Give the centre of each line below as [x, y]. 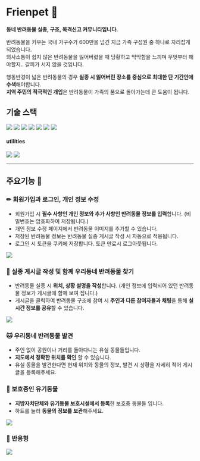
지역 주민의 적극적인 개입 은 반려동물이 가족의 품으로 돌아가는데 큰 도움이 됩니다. [98, 92]
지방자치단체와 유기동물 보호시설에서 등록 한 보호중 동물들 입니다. [89, 403]
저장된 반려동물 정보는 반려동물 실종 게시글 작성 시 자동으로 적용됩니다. [96, 236]
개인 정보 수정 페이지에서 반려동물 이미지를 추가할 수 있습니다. [86, 228]
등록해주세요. [41, 372]
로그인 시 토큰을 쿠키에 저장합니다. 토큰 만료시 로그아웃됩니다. [86, 243]
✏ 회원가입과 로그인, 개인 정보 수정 [53, 200]
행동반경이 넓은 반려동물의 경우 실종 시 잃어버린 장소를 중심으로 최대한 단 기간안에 [100, 77]
